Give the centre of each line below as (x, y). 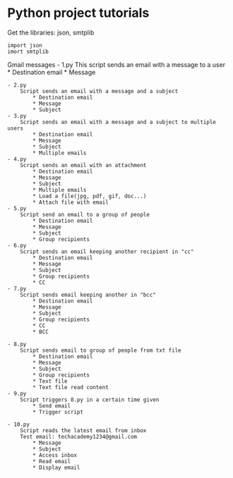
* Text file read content (71, 387)
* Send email (52, 406)
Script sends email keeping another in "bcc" (88, 295)
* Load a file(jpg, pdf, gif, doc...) (90, 196)
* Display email (56, 467)
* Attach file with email (71, 202)
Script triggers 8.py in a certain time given (90, 400)
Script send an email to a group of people (85, 214)
